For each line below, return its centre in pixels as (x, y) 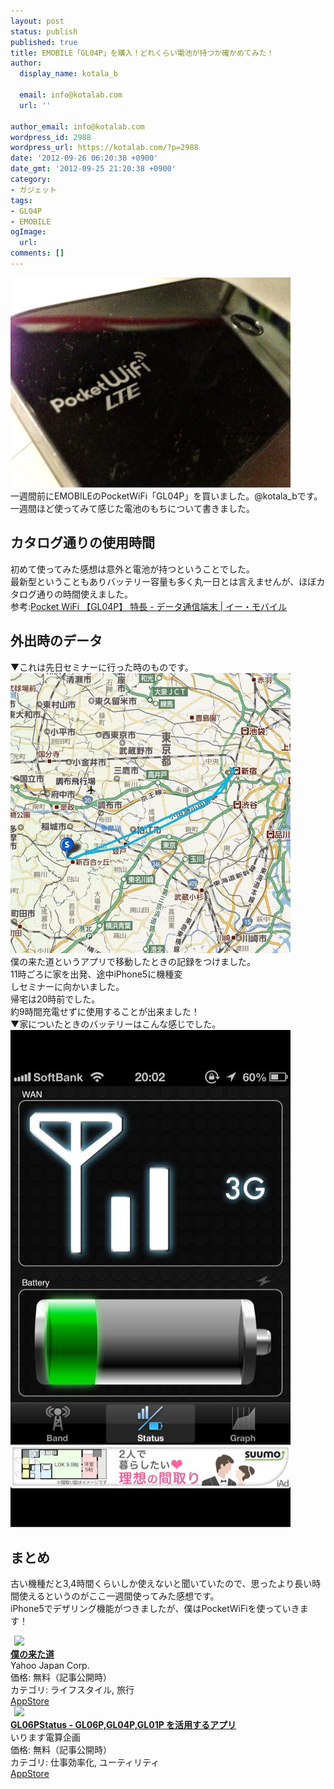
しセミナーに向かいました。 (67, 986)
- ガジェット (33, 190)
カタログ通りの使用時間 (82, 543)
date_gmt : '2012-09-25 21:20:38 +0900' (93, 169)
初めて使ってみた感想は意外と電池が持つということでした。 (132, 569)
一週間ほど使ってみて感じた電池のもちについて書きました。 (132, 508)
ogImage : (28, 232)
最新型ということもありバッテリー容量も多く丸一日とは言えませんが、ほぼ (163, 581)
